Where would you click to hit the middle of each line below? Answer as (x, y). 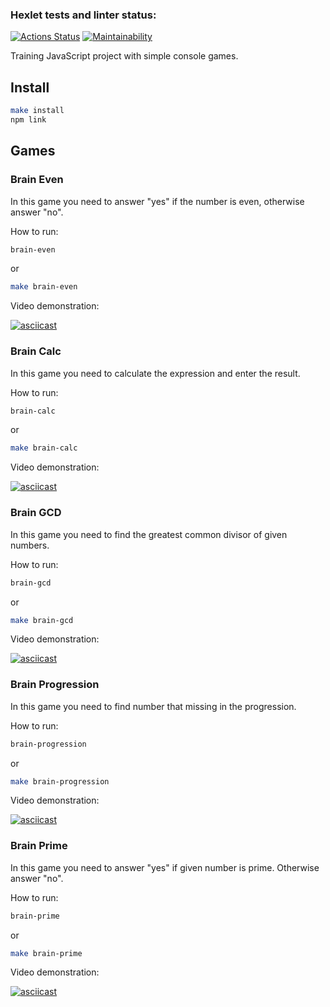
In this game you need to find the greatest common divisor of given (149, 534)
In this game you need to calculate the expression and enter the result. (155, 373)
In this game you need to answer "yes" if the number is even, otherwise (157, 201)
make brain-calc (44, 448)
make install (37, 111)
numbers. (30, 545)
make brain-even (44, 287)
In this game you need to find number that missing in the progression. (153, 706)
